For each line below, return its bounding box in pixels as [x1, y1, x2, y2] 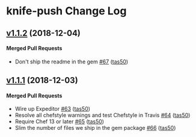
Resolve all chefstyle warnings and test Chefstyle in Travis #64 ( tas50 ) [14, 112, 191, 119]
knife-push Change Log [6, 4, 127, 18]
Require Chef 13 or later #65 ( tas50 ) [14, 118, 104, 125]
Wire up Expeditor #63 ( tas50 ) [14, 105, 91, 112]
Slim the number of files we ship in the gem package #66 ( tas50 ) [14, 124, 176, 132]
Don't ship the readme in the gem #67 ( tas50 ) [14, 58, 129, 65]
